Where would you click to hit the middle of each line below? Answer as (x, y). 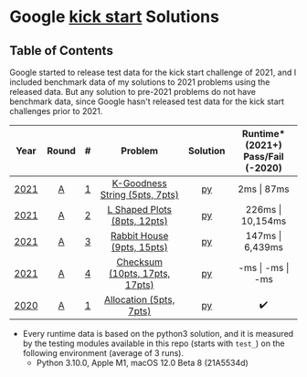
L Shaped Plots (139, 209)
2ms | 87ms (263, 189)
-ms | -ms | (264, 268)
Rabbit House (140, 236)
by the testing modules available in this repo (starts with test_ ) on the (153, 343)
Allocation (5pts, (139, 300)
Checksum (139, 262)
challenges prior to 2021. (56, 111)
